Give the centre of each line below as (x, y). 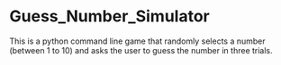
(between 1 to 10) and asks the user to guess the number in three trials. (141, 50)
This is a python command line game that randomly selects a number (137, 41)
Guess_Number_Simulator (109, 16)
